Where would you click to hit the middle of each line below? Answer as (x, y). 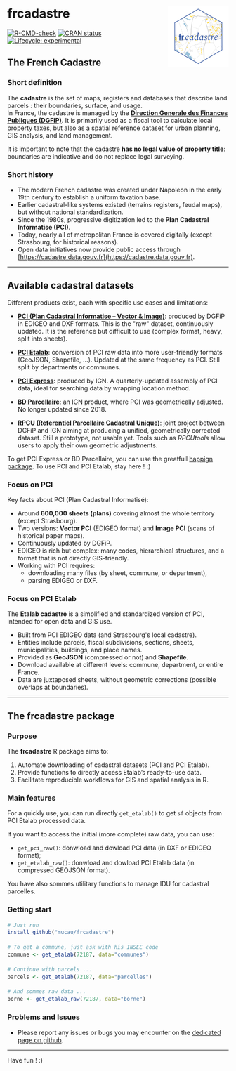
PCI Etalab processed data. (47, 821)
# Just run (23, 925)
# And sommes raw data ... (47, 992)
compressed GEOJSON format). (64, 870)
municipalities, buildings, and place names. (80, 650)
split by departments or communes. (69, 367)
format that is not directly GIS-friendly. (73, 558)
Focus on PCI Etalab (42, 598)
